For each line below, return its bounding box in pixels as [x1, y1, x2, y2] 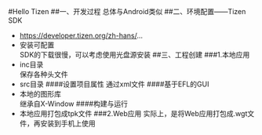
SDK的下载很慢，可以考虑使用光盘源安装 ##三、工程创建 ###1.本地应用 [19, 50, 250, 59]
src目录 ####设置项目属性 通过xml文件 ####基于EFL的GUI [19, 79, 209, 89]
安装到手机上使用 [40, 119, 96, 128]
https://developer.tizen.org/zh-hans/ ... [19, 31, 144, 40]
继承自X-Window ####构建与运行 [19, 99, 128, 108]
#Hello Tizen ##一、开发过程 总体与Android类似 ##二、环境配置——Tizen [8, 7, 246, 16]
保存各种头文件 [19, 70, 68, 78]
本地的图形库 [19, 89, 61, 98]
